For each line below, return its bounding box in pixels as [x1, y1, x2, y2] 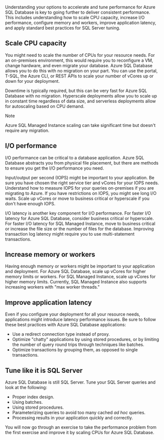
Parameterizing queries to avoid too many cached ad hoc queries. [12, 410, 146, 416]
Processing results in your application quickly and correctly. [12, 415, 133, 421]
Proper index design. [12, 394, 55, 400]
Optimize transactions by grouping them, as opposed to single [12, 347, 138, 353]
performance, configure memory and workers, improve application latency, [5, 20, 157, 25]
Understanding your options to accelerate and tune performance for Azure [5, 4, 156, 10]
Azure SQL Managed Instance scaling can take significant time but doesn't [5, 122, 156, 128]
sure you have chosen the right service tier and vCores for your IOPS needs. [5, 180, 159, 186]
